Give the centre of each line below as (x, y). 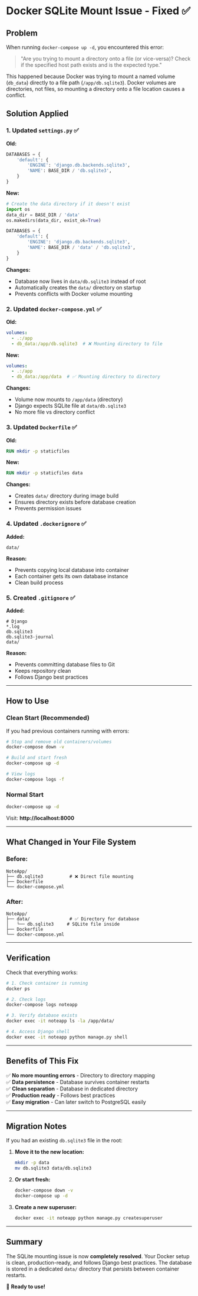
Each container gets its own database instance (71, 576)
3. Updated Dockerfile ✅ (42, 428)
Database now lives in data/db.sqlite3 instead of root (80, 281)
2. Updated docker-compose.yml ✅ (54, 309)
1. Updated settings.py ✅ (43, 131)
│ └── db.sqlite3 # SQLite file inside (63, 924)
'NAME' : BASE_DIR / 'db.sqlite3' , (70, 171)
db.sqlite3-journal (30, 637)
